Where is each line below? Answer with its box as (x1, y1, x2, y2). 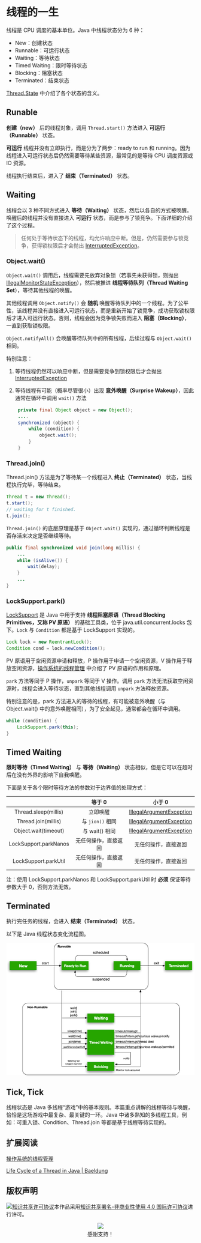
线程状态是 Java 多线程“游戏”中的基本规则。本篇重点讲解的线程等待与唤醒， (6, 1103, 193, 1111)
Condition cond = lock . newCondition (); (6, 646, 106, 652)
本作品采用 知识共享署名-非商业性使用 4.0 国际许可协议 (54, 1203, 188, 1210)
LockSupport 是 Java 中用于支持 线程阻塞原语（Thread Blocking (6, 611, 166, 618)
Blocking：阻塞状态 (14, 69, 63, 76)
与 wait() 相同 (83, 827, 116, 835)
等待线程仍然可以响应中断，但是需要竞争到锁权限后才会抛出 (14, 367, 162, 375)
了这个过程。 (6, 222, 38, 229)
